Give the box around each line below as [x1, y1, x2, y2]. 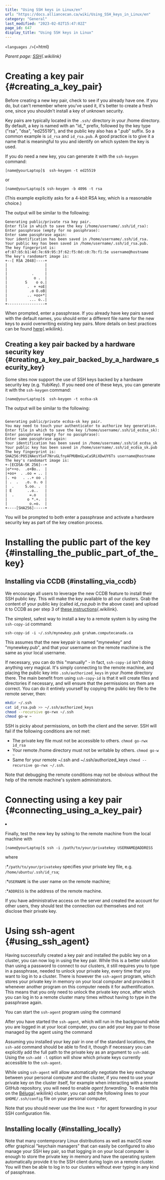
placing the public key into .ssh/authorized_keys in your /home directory [5, 670, 153, 676]
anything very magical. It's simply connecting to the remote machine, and [5, 664, 154, 670]
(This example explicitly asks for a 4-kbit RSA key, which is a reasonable [5, 195, 152, 201]
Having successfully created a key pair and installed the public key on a [5, 952, 151, 958]
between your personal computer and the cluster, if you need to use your [5, 1075, 154, 1081]
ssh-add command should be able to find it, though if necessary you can [5, 1044, 152, 1050]
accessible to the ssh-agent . [5, 1060, 63, 1066]
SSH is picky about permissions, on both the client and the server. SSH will [5, 723, 157, 729]
